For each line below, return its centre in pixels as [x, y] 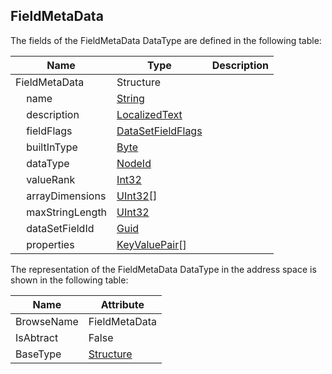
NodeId [134, 163]
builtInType [52, 147]
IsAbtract [37, 337]
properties [50, 244]
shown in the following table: [69, 280]
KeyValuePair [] [151, 244]
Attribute [122, 304]
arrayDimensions [66, 196]
